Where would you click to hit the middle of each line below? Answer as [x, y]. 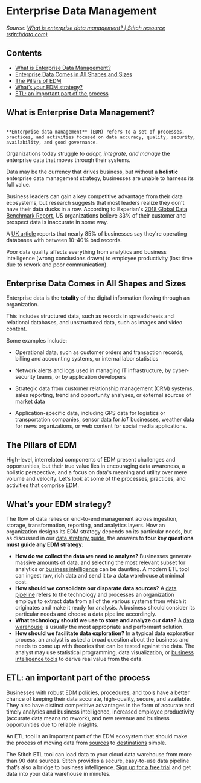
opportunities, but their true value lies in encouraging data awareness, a [96, 466]
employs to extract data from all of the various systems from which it [101, 601]
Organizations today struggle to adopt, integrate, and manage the [88, 153]
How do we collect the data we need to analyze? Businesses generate [103, 556]
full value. [18, 184]
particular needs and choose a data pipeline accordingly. [86, 614]
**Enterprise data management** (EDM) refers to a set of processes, [96, 132]
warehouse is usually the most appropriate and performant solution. [99, 627]
